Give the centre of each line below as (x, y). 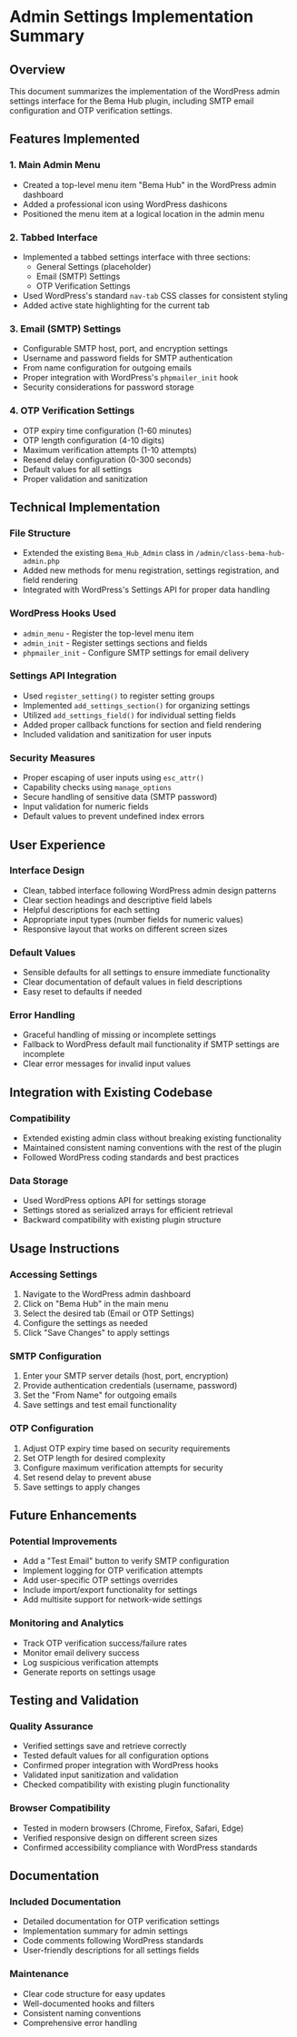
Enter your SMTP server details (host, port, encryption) (125, 1376)
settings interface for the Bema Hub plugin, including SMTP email (132, 101)
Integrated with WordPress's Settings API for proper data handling (146, 590)
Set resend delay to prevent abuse (87, 1477)
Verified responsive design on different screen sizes (120, 1837)
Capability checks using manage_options (97, 787)
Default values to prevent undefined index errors (114, 816)
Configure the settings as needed (85, 1323)
